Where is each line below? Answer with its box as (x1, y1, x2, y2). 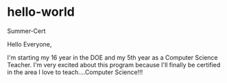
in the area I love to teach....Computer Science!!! (7, 68, 143, 76)
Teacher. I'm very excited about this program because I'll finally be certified (7, 60, 221, 69)
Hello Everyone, (7, 40, 52, 48)
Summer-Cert (7, 27, 46, 35)
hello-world (7, 4, 75, 20)
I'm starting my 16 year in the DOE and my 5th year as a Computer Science (7, 53, 218, 62)
